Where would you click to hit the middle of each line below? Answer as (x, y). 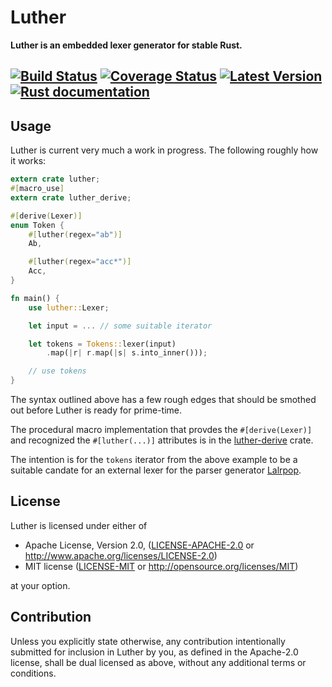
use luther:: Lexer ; (69, 307)
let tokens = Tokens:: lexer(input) (102, 344)
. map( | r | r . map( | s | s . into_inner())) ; (127, 353)
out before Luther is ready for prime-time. (96, 410)
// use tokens (57, 371)
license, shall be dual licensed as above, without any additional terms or (158, 662)
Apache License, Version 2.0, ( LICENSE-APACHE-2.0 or (139, 545)
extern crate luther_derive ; (71, 197)
